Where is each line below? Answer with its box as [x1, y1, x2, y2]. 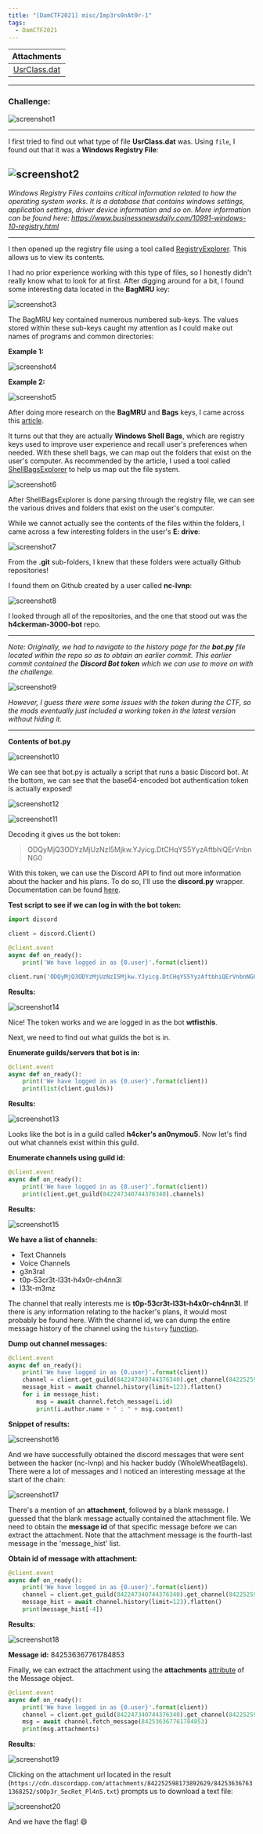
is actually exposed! [8, 784, 73, 794]
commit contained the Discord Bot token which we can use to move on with [8, 659, 254, 668]
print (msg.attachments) [22, 1725, 100, 1734]
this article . [8, 416, 45, 426]
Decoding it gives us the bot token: [8, 830, 121, 839]
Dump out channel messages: [8, 1339, 108, 1348]
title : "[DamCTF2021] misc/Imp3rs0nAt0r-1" [8, 11, 153, 20]
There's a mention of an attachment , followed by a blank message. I [8, 1505, 229, 1514]
